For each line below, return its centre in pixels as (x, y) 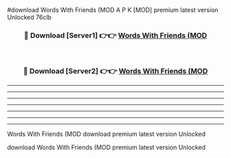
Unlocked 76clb (29, 17)
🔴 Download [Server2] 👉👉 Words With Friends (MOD (115, 71)
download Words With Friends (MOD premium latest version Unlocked (107, 147)
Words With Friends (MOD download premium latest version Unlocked (107, 134)
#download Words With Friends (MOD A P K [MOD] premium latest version (113, 10)
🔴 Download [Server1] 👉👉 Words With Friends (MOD (115, 35)
